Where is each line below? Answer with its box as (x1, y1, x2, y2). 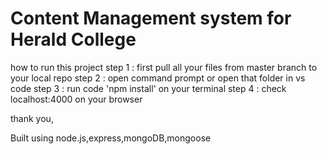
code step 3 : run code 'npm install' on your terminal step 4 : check (10, 82, 287, 94)
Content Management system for (10, 7, 292, 30)
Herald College (10, 28, 137, 51)
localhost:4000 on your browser (10, 93, 143, 105)
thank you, (10, 112, 54, 124)
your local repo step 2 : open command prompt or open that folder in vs (10, 72, 306, 84)
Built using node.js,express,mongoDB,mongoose (10, 132, 212, 144)
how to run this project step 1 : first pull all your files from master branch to (10, 61, 318, 73)
